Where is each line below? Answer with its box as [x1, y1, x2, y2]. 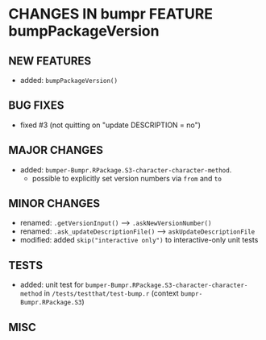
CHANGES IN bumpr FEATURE [8, 5, 214, 23]
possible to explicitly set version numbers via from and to [31, 173, 222, 183]
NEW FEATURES [8, 54, 92, 68]
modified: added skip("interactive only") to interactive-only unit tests [19, 235, 259, 245]
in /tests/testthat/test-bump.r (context [44, 288, 179, 298]
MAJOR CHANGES [8, 143, 103, 157]
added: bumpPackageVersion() [19, 76, 118, 85]
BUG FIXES [8, 98, 64, 113]
